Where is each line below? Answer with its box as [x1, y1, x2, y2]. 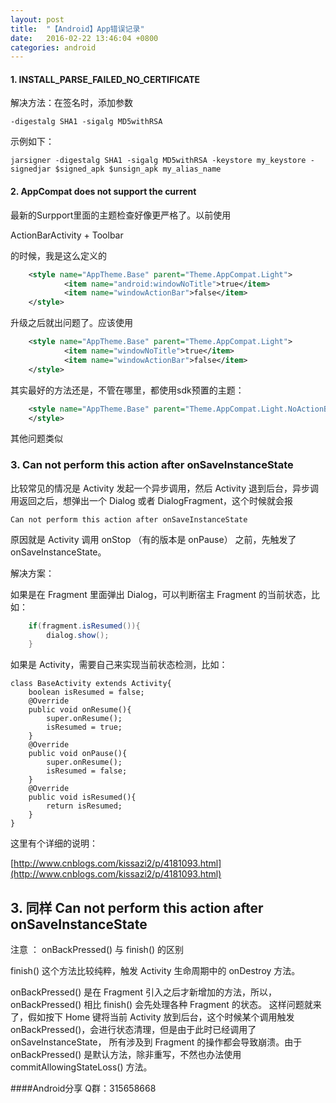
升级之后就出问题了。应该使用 [10, 317, 133, 329]
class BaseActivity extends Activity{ [10, 679, 172, 689]
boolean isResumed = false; [28, 687, 145, 698]
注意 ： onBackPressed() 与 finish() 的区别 [10, 944, 185, 956]
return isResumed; [46, 801, 123, 811]
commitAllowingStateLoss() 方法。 [10, 1061, 153, 1073]
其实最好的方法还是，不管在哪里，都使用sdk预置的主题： [10, 384, 245, 396]
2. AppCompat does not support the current [10, 186, 197, 198]
